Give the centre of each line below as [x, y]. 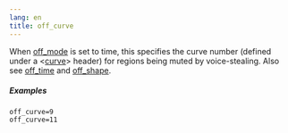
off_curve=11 [34, 120]
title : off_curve [42, 26]
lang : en [25, 17]
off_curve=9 [31, 112]
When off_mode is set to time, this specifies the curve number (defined [140, 51]
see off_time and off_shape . [60, 70]
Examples [28, 91]
